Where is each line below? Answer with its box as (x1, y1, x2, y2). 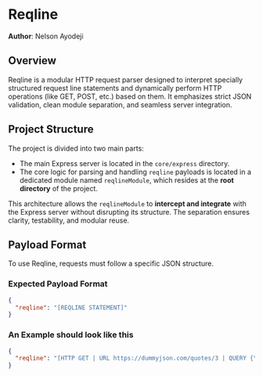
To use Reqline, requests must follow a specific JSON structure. (8, 259, 214, 268)
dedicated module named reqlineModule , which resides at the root (19, 175, 235, 185)
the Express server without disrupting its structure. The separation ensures (8, 207, 250, 216)
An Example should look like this (8, 329, 134, 340)
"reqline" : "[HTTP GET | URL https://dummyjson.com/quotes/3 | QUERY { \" (15, 354, 261, 362)
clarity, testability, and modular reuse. (8, 216, 130, 225)
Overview (8, 54, 57, 67)
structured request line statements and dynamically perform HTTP (8, 83, 222, 92)
